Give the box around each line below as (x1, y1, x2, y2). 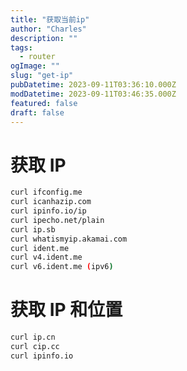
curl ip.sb (10, 224, 56, 235)
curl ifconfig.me (10, 187, 83, 198)
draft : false (10, 107, 65, 118)
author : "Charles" (10, 24, 87, 34)
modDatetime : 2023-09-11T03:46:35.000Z (10, 89, 177, 99)
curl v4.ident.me (10, 252, 83, 263)
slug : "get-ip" (10, 71, 74, 81)
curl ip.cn (10, 332, 56, 343)
